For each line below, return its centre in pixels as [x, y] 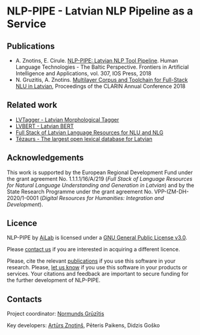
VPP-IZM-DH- [171, 192]
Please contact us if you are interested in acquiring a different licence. [93, 249]
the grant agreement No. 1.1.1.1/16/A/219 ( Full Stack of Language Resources [100, 178]
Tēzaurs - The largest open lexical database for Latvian [84, 139]
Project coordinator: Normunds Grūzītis [56, 314]
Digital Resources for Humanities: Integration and [103, 198]
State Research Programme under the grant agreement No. [80, 192]
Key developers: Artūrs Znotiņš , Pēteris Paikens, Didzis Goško [83, 325]
